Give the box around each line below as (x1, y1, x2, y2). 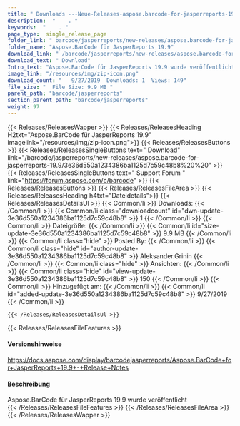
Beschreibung (7, 380, 50, 388)
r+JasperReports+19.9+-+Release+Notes (7, 363, 129, 372)
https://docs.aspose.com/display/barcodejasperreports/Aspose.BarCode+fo (7, 356, 232, 365)
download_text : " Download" (7, 57, 91, 64)
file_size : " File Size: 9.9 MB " (7, 83, 114, 91)
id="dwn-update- (171, 206, 224, 215)
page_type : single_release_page (7, 30, 107, 38)
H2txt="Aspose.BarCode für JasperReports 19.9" (7, 130, 152, 139)
